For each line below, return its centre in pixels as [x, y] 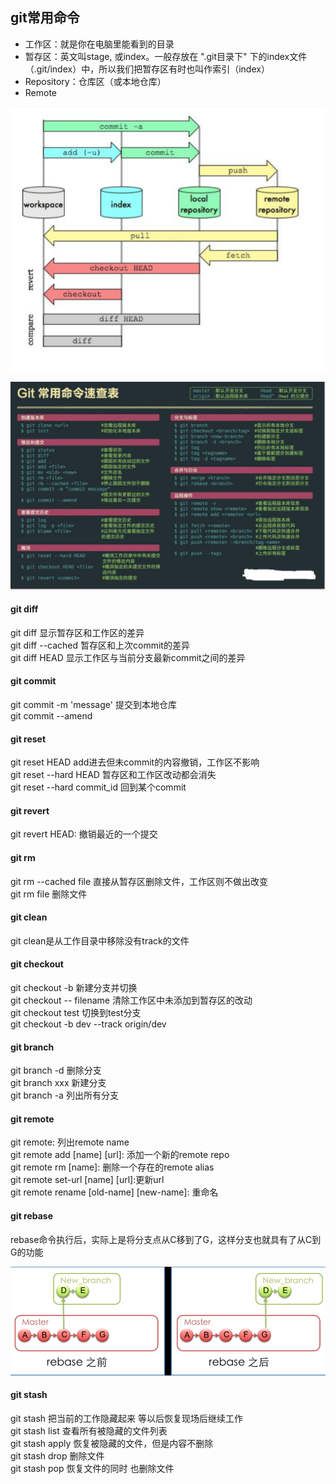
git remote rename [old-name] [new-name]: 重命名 [114, 1192]
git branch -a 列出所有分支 [64, 1095]
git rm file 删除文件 [49, 894]
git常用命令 [45, 18]
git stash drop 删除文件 [57, 1455]
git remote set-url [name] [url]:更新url [87, 1180]
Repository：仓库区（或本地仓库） [95, 81]
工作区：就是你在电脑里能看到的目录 [99, 44]
